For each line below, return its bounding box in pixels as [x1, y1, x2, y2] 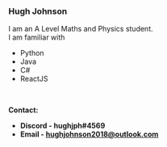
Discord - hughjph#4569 [19, 121, 106, 131]
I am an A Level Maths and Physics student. [8, 24, 153, 34]
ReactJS [19, 74, 48, 84]
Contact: [8, 105, 39, 115]
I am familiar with [8, 32, 65, 42]
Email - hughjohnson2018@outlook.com [19, 129, 159, 139]
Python [19, 48, 44, 58]
